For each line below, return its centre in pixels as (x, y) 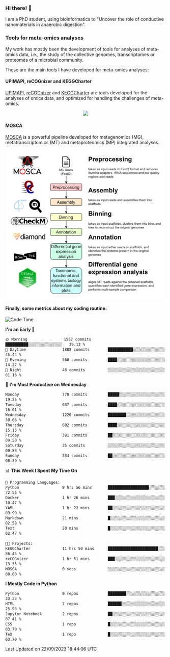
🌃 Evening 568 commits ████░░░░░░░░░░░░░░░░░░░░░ (85, 360)
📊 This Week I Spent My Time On (41, 470)
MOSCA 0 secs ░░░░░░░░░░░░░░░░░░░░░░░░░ (85, 569)
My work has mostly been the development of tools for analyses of (76, 49)
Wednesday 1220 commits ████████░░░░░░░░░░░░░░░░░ (85, 415)
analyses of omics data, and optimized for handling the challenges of (78, 98)
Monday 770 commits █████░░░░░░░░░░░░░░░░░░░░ (85, 395)
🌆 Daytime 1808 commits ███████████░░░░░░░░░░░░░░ (85, 350)
